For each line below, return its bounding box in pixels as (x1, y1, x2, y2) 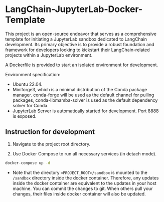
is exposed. (12, 113, 37, 119)
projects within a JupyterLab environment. (5, 52, 93, 58)
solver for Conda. (12, 102, 49, 108)
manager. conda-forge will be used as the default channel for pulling (12, 92, 154, 98)
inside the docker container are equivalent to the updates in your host (12, 180, 156, 186)
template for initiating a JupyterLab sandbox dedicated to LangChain (5, 36, 147, 42)
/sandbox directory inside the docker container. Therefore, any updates (12, 174, 159, 181)
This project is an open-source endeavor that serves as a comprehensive (5, 31, 157, 37)
